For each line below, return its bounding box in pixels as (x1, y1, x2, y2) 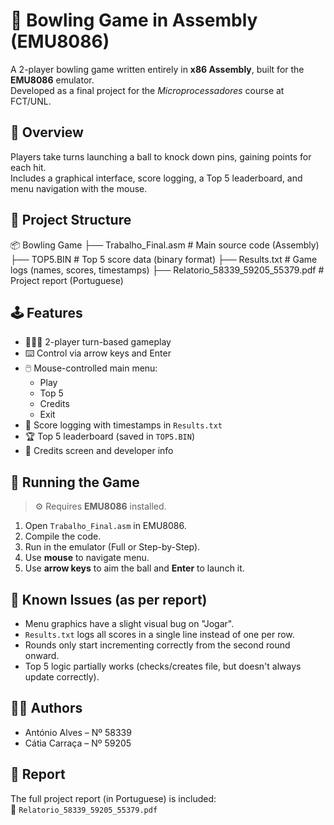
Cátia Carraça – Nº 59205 (24, 737, 132, 749)
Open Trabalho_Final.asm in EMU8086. (24, 520, 187, 532)
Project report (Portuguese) (10, 274, 124, 286)
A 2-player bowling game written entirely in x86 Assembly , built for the (10, 63, 305, 75)
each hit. (10, 161, 47, 173)
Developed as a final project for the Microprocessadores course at (10, 84, 285, 96)
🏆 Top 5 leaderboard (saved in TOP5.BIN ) (24, 430, 195, 443)
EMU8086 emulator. (10, 74, 95, 86)
